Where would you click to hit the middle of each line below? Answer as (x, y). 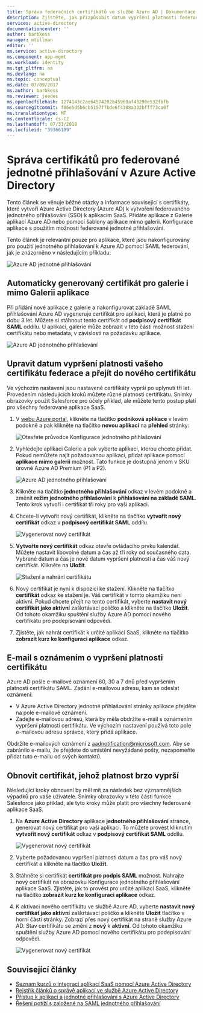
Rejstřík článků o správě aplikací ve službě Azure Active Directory (97, 990)
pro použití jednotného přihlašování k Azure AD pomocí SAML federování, (98, 246)
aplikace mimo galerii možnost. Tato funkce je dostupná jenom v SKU (103, 461)
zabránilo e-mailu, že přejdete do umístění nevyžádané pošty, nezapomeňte (101, 750)
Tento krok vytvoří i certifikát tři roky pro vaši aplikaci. (82, 504)
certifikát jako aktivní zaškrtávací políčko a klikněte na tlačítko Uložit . (102, 608)
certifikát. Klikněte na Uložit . (51, 565)
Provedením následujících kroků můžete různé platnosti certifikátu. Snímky (99, 394)
